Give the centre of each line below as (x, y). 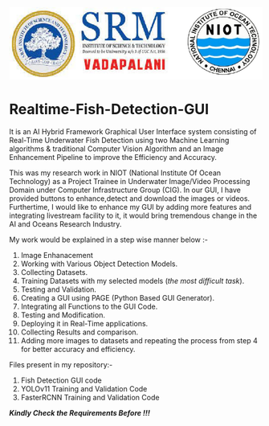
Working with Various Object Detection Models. (99, 264)
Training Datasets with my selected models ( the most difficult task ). (132, 281)
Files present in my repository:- (61, 365)
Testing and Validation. (59, 289)
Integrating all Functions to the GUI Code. (89, 307)
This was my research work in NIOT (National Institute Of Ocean (115, 173)
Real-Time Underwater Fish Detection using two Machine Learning (119, 141)
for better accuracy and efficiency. (78, 350)
